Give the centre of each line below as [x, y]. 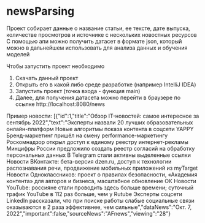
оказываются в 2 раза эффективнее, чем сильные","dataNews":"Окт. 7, [99, 207]
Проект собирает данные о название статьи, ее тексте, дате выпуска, [98, 28]
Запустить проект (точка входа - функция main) [78, 91]
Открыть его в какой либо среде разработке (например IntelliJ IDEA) [106, 85]
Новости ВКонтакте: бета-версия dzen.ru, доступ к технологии [89, 161]
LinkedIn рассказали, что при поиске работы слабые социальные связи [100, 200]
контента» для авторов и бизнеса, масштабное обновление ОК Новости [101, 181]
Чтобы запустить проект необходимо [56, 66]
